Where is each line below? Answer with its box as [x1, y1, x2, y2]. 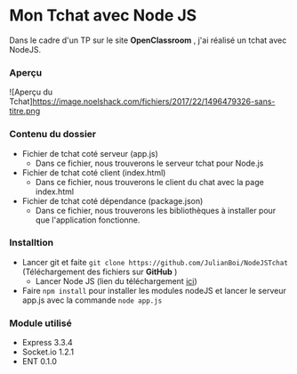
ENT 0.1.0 [21, 356, 58, 367]
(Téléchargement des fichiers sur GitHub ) [21, 266, 178, 277]
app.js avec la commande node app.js [21, 295, 163, 305]
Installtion [9, 237, 54, 249]
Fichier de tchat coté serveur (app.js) [21, 148, 158, 159]
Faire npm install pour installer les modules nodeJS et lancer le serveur [21, 285, 286, 296]
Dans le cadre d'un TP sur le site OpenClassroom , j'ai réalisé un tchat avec [9, 35, 287, 45]
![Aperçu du [9, 86, 53, 98]
